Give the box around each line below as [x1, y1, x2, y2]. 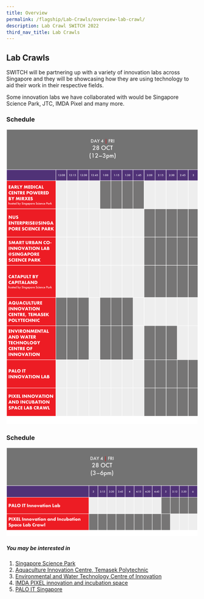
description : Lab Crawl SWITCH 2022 [6, 23, 99, 29]
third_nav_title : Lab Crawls [6, 29, 80, 35]
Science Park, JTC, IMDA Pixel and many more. [6, 100, 124, 107]
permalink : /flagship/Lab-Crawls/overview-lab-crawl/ [6, 16, 146, 23]
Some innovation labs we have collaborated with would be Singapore [6, 93, 179, 101]
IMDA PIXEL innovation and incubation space [15, 579, 129, 587]
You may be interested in [6, 544, 70, 551]
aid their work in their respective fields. [6, 82, 104, 89]
